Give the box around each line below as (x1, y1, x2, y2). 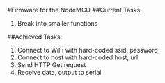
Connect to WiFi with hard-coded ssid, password (17, 46, 158, 54)
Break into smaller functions (17, 19, 98, 27)
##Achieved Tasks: (7, 33, 63, 41)
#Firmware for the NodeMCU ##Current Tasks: (7, 6, 143, 14)
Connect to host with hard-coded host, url (17, 53, 139, 62)
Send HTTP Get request (17, 61, 86, 68)
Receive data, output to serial (17, 68, 102, 76)
